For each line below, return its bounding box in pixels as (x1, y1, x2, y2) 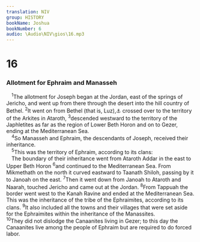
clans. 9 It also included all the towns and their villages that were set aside (6, 202, 188, 211)
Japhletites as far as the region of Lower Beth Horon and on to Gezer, (6, 121, 178, 128)
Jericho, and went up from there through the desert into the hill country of (6, 100, 189, 107)
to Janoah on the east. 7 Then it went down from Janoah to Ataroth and (6, 175, 181, 184)
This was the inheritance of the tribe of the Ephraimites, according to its (6, 196, 184, 203)
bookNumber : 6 (6, 25, 42, 32)
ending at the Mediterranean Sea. (6, 127, 89, 134)
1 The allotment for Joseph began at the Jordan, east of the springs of (11, 92, 183, 101)
